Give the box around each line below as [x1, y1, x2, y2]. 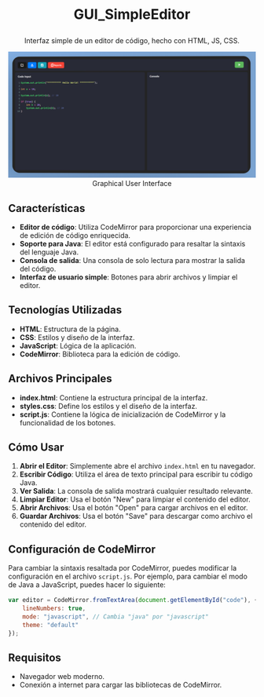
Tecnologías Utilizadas [8, 304, 123, 317]
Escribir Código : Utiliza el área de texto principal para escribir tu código [19, 469, 253, 480]
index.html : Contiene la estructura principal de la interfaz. [19, 392, 208, 402]
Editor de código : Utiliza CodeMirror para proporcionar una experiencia [19, 222, 251, 232]
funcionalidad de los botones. [19, 418, 116, 427]
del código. [19, 264, 57, 273]
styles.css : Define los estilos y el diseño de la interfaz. [19, 401, 198, 411]
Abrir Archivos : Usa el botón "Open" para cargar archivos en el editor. [19, 503, 249, 513]
